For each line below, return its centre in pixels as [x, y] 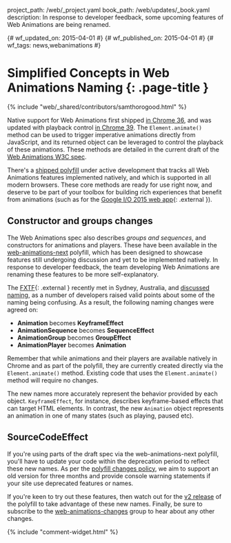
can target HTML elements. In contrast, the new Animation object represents [115, 408]
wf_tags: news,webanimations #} [54, 45]
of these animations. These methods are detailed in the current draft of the [113, 149]
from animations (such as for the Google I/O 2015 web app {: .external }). [110, 199]
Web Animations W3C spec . [47, 156]
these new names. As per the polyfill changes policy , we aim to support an [113, 469]
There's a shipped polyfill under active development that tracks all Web [108, 170]
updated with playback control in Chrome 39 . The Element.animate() [104, 127]
